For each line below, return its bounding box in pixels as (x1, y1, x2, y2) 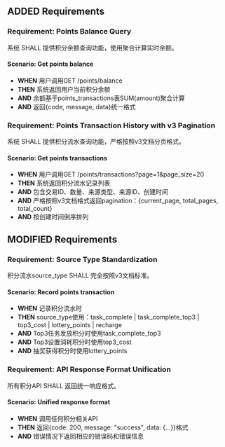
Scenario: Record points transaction (7, 287, 115, 296)
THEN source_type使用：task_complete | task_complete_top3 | (17, 313, 200, 322)
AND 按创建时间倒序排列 (17, 213, 89, 221)
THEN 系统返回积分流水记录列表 (17, 179, 111, 188)
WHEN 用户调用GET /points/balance (17, 76, 123, 85)
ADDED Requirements (7, 6, 105, 18)
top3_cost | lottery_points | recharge (17, 321, 123, 329)
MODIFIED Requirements (7, 233, 118, 245)
